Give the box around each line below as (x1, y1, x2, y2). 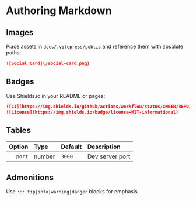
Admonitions (6, 172, 54, 182)
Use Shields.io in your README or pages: (6, 92, 106, 99)
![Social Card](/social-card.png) (6, 60, 90, 66)
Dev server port (87, 152, 131, 161)
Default (61, 142, 82, 151)
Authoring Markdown (6, 4, 112, 18)
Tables (6, 125, 31, 135)
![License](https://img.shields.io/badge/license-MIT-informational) (6, 109, 179, 115)
